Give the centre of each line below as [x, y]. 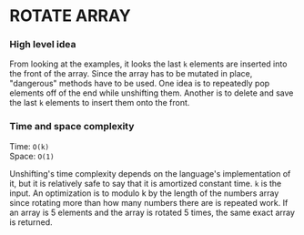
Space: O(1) [32, 156]
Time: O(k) [30, 146]
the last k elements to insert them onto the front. [100, 103]
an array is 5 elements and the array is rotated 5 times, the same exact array [152, 212]
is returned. [31, 222]
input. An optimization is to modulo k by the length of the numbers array [144, 193]
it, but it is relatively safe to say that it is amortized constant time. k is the [146, 183]
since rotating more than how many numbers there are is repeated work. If [149, 202]
